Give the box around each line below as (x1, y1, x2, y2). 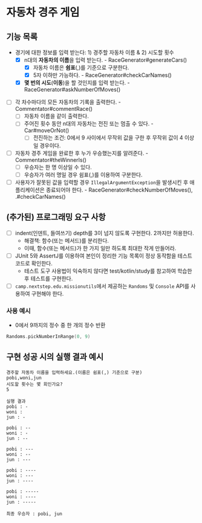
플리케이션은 (15, 186, 45, 193)
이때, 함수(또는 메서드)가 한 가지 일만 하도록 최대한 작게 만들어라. (24, 244, 177, 252)
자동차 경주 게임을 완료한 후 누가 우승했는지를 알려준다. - (15, 149, 148, 156)
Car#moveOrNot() (24, 127, 70, 134)
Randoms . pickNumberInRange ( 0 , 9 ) (6, 334, 91, 340)
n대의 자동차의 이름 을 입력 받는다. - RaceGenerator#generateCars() (24, 56, 187, 64)
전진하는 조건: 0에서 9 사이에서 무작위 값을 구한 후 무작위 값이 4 (33, 134, 183, 141)
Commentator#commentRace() (15, 105, 93, 113)
